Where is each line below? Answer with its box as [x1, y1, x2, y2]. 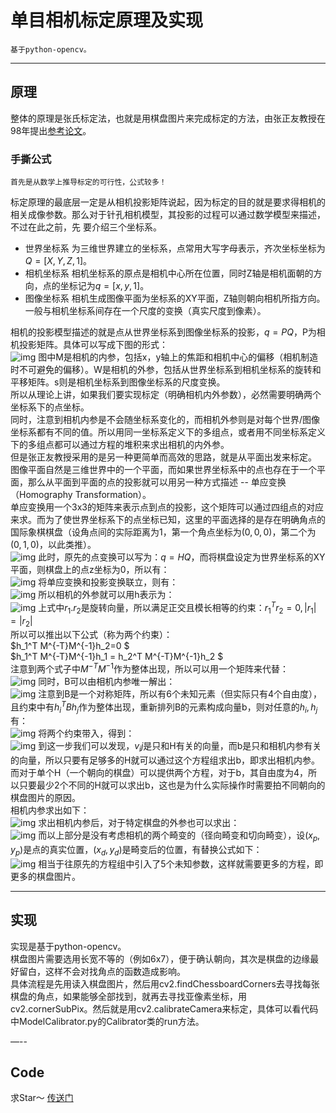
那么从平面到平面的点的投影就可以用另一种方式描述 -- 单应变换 [27, 476, 287, 488]
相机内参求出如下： [10, 804, 90, 816]
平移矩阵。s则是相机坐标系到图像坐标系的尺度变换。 [10, 376, 226, 388]
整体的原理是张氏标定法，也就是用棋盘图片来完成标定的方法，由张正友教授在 [10, 112, 326, 124]
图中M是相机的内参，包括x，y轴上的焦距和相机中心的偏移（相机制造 [38, 351, 319, 363]
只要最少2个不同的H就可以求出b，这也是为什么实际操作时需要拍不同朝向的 [18, 779, 326, 791]
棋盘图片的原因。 [10, 792, 81, 804]
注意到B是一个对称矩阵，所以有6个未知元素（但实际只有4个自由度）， [38, 687, 323, 700]
